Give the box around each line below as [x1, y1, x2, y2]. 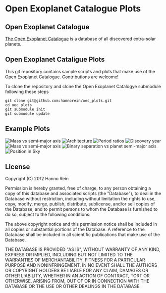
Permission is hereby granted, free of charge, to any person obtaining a [5, 185, 151, 191]
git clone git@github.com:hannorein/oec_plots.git [5, 98, 112, 103]
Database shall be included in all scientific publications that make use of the [5, 232, 160, 238]
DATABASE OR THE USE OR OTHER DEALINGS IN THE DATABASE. [5, 283, 141, 290]
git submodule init [5, 107, 46, 112]
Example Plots [5, 125, 51, 133]
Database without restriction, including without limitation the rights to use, [5, 196, 156, 202]
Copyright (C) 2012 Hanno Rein [5, 176, 69, 182]
